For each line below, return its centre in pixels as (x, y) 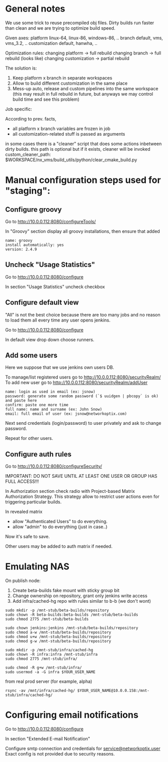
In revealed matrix (24, 512)
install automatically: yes (35, 245)
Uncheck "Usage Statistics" (50, 265)
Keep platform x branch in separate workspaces (62, 78)
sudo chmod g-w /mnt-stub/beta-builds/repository (58, 641)
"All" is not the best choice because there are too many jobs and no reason (83, 314)
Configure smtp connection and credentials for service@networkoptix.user (83, 748)
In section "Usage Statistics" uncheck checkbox (55, 287)
